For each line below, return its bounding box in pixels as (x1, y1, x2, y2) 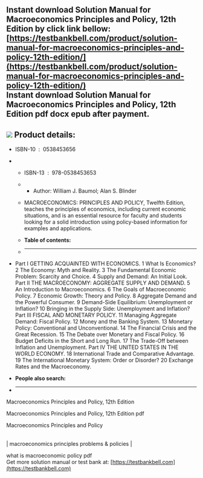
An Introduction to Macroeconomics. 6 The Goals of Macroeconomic (14, 286, 186, 293)
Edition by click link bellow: (6, 24, 111, 34)
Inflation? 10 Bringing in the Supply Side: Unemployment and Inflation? (14, 305, 190, 313)
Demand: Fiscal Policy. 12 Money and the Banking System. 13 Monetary (14, 318, 193, 325)
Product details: (14, 130, 76, 140)
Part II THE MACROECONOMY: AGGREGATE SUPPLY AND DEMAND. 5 (14, 279, 190, 287)
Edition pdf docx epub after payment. (6, 109, 150, 119)
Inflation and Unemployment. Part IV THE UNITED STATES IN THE (14, 344, 179, 351)
